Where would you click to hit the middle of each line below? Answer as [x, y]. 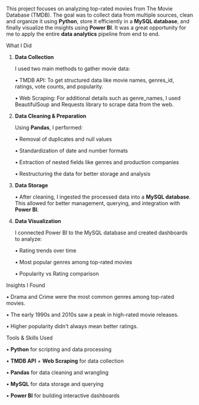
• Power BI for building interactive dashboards [63, 395]
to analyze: [28, 239]
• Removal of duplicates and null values [63, 139]
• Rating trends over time [45, 251]
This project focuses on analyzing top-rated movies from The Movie [89, 9]
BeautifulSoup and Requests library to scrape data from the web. [94, 104]
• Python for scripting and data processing [59, 349]
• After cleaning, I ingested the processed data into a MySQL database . [103, 197]
